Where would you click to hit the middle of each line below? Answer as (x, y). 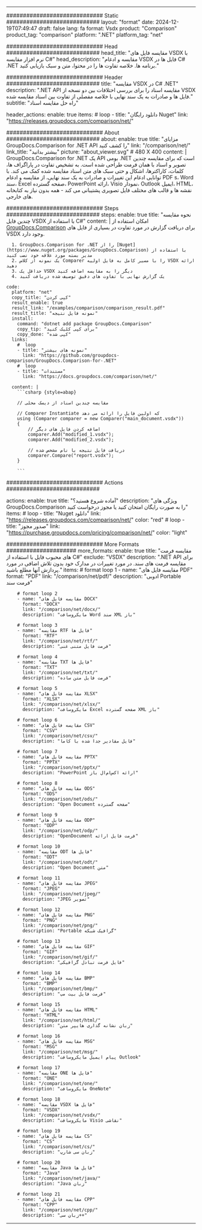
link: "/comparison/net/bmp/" (60, 989)
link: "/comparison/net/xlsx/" (61, 704)
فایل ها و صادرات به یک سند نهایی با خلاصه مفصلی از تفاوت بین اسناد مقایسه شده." (99, 96)
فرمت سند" (20, 582)
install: (23, 318)
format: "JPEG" (41, 889)
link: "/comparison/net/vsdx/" (61, 1115)
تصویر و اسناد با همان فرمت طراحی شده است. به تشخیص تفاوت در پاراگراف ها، (96, 164)
